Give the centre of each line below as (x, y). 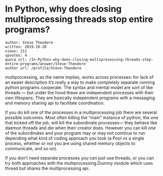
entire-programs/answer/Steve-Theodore (45, 64)
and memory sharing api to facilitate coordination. (55, 103)
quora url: (16, 59)
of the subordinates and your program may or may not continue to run (75, 133)
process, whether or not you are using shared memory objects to (70, 143)
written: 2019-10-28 (26, 47)
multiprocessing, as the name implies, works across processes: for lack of (79, 77)
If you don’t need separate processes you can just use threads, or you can (80, 158)
